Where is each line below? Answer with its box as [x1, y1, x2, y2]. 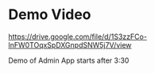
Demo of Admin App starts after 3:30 [8, 56, 130, 65]
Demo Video [8, 6, 91, 24]
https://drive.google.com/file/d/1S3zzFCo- [8, 32, 147, 41]
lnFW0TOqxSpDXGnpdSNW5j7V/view [8, 40, 132, 49]
